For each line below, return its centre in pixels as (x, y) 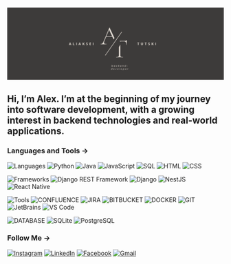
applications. (36, 131)
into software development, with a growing (101, 110)
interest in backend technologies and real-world (112, 121)
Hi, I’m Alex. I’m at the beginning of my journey (109, 99)
